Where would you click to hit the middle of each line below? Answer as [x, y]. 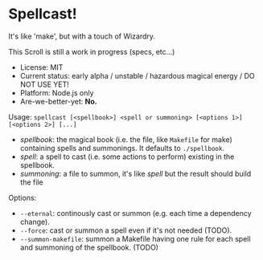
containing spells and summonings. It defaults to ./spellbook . [122, 148]
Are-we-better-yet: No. [59, 101]
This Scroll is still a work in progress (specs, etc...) [92, 51]
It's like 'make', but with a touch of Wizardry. [82, 36]
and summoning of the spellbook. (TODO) [89, 247]
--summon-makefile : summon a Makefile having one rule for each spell [135, 238]
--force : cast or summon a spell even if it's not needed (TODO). [126, 230]
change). [35, 221]
